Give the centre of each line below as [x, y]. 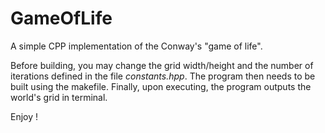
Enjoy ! [24, 116]
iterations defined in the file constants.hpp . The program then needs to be [163, 76]
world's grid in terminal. [59, 97]
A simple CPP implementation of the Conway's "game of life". [136, 46]
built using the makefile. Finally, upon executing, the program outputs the [161, 86]
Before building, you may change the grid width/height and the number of [162, 65]
